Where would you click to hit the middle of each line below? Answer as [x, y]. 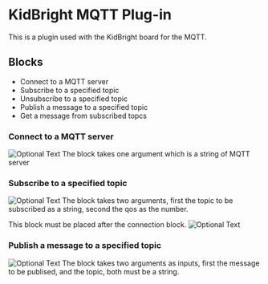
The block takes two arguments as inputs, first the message [161, 263]
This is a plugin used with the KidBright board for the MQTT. [108, 37]
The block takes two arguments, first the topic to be [148, 201]
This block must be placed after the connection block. [97, 225]
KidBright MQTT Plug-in [90, 15]
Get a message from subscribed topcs [83, 116]
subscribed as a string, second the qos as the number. [98, 209]
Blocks [26, 62]
